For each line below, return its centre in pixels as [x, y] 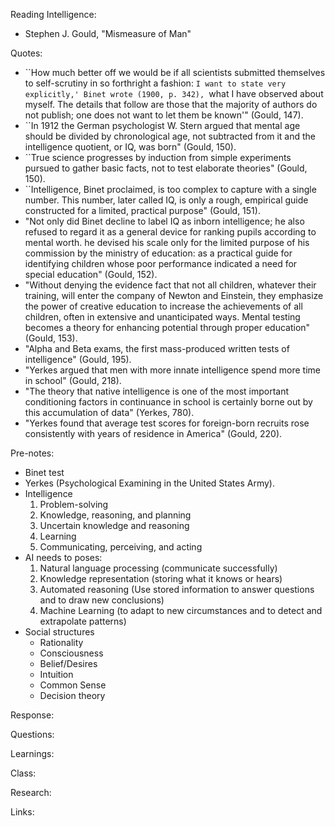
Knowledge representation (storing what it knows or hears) [161, 578]
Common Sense [73, 685]
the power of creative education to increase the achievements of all [163, 306]
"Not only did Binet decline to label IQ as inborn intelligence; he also [164, 221]
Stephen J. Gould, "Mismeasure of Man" [108, 33]
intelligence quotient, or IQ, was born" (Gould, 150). [130, 147]
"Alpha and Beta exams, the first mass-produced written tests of [157, 348]
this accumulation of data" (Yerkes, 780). [109, 412]
